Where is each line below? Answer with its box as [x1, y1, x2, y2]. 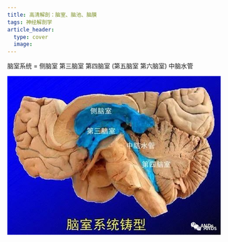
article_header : [7, 26, 55, 33]
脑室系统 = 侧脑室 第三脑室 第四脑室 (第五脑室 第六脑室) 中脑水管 [7, 62, 194, 70]
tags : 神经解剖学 [7, 18, 52, 26]
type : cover [13, 34, 49, 41]
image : [13, 41, 33, 48]
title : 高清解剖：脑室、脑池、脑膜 [7, 11, 97, 18]
